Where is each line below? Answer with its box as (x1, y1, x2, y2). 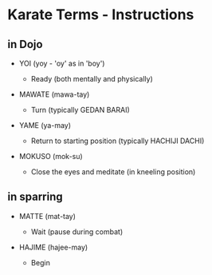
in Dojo (7, 38, 43, 51)
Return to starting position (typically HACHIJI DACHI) (30, 136, 205, 145)
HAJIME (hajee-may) (18, 242, 88, 252)
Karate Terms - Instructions (7, 6, 194, 24)
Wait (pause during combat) (30, 226, 124, 237)
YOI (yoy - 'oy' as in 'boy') (18, 58, 105, 68)
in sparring (7, 190, 63, 204)
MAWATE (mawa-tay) (18, 90, 90, 99)
